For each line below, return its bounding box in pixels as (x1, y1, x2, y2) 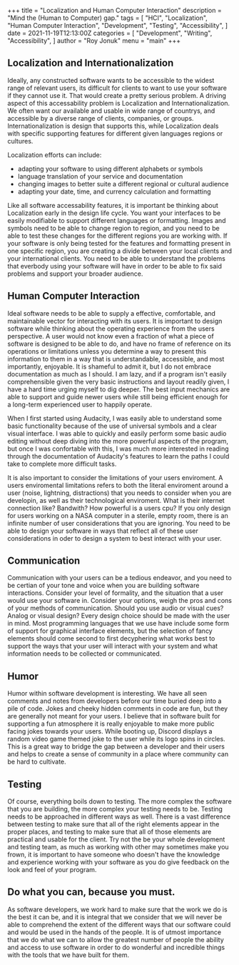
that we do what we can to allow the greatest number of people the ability (7, 935, 225, 944)
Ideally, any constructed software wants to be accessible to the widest (7, 76, 215, 84)
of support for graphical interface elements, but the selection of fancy (7, 626, 213, 635)
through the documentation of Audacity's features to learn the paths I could (7, 451, 230, 460)
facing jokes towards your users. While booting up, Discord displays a (7, 727, 213, 736)
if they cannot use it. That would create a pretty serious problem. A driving (7, 91, 227, 99)
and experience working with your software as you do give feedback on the (7, 858, 230, 866)
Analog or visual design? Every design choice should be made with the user (7, 611, 230, 620)
